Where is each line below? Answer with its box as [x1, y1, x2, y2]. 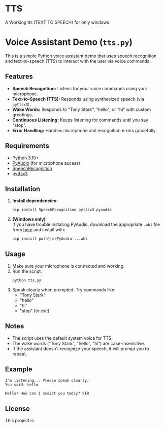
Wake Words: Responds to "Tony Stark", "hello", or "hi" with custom [12, 107, 151, 112]
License [5, 404, 30, 413]
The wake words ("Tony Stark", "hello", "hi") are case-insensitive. [12, 340, 145, 346]
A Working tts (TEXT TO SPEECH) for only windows [5, 19, 109, 25]
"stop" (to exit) [19, 308, 50, 314]
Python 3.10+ [12, 155, 39, 161]
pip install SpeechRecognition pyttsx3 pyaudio [12, 208, 112, 213]
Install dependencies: [12, 198, 58, 204]
